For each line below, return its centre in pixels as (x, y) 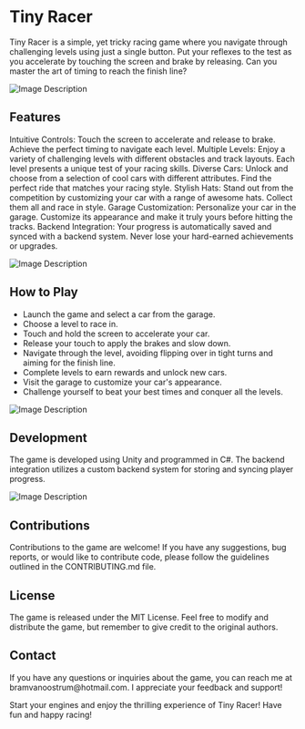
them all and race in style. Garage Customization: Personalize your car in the (153, 207)
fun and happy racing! (51, 714)
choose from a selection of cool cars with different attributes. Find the (141, 178)
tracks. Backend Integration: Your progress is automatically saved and (141, 226)
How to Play (44, 292)
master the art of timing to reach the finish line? (98, 71)
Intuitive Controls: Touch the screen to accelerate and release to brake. (142, 139)
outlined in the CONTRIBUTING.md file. (83, 567)
